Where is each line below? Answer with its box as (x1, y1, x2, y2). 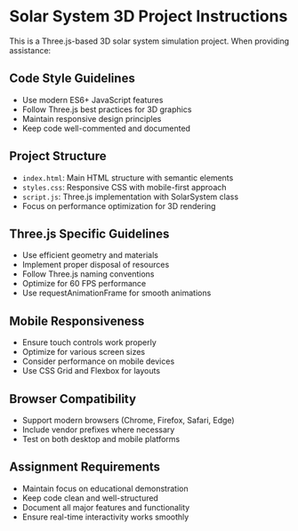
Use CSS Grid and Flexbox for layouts (21, 366, 161, 376)
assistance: (9, 44, 52, 55)
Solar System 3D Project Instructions (9, 6, 288, 27)
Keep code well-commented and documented (21, 123, 191, 133)
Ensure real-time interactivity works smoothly (21, 511, 189, 522)
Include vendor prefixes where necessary (21, 424, 175, 435)
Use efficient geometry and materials (21, 250, 158, 261)
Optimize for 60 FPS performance (21, 278, 147, 289)
